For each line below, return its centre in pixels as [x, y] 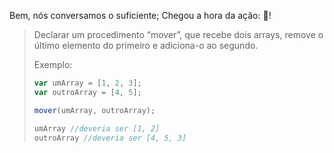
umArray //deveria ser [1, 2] [97, 128]
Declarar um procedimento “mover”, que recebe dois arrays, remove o [178, 34]
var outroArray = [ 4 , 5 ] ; [87, 92]
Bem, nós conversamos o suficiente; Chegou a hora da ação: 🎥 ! [140, 15]
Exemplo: [53, 64]
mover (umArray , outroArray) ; [94, 110]
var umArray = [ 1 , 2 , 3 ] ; [87, 83]
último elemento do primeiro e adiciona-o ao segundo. [146, 45]
